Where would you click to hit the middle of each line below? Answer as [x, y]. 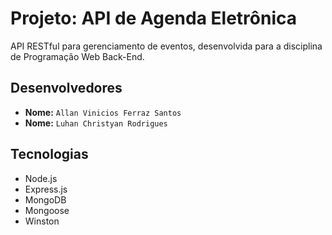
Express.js [46, 189]
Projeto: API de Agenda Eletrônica [153, 18]
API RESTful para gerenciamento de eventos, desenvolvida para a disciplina [166, 46]
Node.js [41, 178]
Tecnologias [49, 154]
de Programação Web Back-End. [77, 56]
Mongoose [47, 210]
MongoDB [45, 199]
